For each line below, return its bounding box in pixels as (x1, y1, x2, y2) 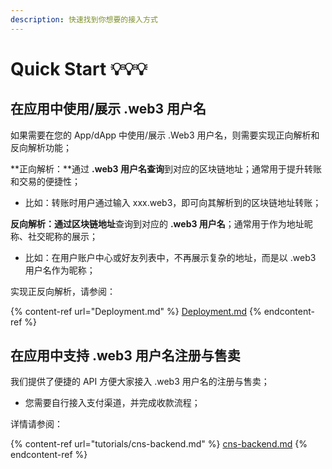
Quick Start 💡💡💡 (10, 57, 148, 80)
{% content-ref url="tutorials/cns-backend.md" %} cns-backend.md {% (10, 438, 308, 450)
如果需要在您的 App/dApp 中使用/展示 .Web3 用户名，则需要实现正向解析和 (10, 129, 320, 141)
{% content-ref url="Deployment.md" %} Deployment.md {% (10, 305, 262, 317)
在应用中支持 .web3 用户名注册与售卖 (10, 347, 241, 365)
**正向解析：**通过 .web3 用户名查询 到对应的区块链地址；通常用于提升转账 (10, 162, 322, 175)
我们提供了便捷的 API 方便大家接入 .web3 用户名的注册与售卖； (10, 376, 270, 388)
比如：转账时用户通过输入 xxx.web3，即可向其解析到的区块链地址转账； (24, 196, 322, 208)
